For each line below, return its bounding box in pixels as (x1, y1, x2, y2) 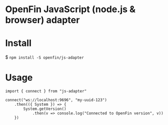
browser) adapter (5, 14, 80, 26)
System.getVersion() (23, 106, 67, 112)
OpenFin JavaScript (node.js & (5, 4, 136, 15)
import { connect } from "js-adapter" (5, 89, 87, 94)
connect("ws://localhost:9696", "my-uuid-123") (5, 98, 107, 103)
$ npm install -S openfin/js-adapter (5, 54, 84, 60)
